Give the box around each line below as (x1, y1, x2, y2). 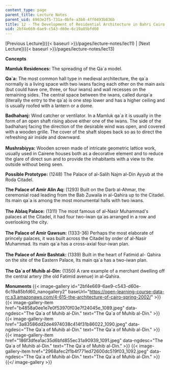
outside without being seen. (5, 161, 64, 167)
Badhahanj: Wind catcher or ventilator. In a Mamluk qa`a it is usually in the (5, 113, 161, 119)
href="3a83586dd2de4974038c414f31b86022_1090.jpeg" (5, 321, 127, 327)
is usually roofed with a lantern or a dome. (5, 103, 94, 109)
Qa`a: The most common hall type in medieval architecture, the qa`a (5, 76, 149, 82)
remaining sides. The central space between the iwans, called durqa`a (5, 92, 153, 98)
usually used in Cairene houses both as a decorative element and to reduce (5, 151, 164, 157)
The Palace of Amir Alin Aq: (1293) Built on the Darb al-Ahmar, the (5, 187, 145, 193)
